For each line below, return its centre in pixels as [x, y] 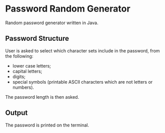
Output [16, 113]
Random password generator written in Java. [52, 23]
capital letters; [27, 71]
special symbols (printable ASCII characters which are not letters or [82, 82]
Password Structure [37, 39]
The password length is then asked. [42, 97]
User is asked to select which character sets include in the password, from [82, 50]
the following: [19, 56]
